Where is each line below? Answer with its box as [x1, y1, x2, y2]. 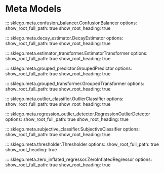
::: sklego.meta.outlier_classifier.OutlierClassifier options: [5, 96, 124, 102]
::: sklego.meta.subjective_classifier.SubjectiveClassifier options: [5, 126, 140, 132]
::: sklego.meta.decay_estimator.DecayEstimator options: [5, 35, 124, 41]
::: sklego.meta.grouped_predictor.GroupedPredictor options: [5, 65, 133, 71]
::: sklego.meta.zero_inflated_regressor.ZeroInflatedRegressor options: [5, 156, 152, 162]
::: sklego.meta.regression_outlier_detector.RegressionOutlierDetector [5, 111, 150, 117]
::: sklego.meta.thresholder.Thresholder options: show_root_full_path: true [5, 141, 159, 147]
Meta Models [5, 3, 62, 15]
